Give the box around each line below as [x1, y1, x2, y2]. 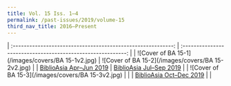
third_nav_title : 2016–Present [7, 23, 97, 30]
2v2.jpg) [7, 63, 31, 72]
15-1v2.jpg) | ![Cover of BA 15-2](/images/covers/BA [65, 56, 214, 65]
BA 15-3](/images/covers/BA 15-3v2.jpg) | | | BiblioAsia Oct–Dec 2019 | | [7, 71, 212, 79]
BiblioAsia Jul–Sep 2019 [113, 63, 181, 72]
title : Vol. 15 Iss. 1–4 [7, 10, 79, 17]
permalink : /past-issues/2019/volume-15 [7, 17, 125, 23]
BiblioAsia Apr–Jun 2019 [39, 63, 109, 72]
